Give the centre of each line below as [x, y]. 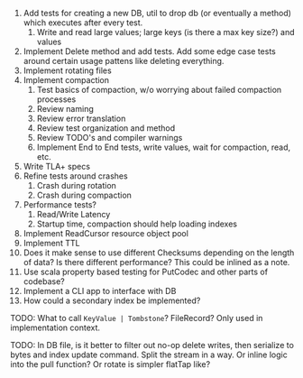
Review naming [65, 109]
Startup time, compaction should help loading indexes [137, 224]
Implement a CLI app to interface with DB [100, 291]
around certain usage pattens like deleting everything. [124, 61]
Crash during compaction [84, 195]
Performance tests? [60, 205]
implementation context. [55, 327]
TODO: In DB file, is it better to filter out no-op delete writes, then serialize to [152, 345]
